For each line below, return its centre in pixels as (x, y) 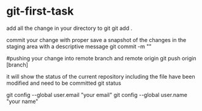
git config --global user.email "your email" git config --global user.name (97, 95)
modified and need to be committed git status (64, 83)
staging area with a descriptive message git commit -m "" (79, 46)
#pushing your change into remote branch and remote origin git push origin (101, 58)
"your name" (22, 101)
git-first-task (40, 11)
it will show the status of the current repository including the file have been (101, 76)
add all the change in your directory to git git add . (69, 28)
